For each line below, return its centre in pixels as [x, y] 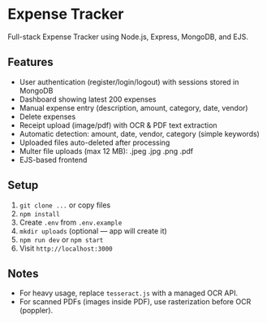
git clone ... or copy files [65, 205]
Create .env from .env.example [71, 222]
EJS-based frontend [53, 159]
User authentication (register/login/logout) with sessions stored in [129, 81]
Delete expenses [47, 116]
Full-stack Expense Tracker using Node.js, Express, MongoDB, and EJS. [128, 37]
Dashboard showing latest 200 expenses [88, 99]
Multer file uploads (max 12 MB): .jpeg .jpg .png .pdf [106, 151]
